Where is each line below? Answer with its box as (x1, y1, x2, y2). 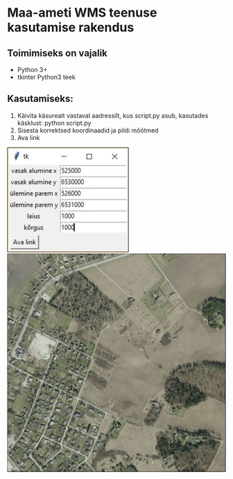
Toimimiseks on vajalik (7, 47, 107, 59)
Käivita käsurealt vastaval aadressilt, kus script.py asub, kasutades (17, 111, 209, 119)
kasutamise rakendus (7, 19, 135, 35)
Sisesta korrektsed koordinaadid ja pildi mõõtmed (17, 126, 159, 134)
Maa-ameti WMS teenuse (7, 5, 157, 21)
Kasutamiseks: (7, 93, 74, 105)
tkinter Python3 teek (17, 73, 76, 81)
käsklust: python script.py (17, 119, 92, 127)
